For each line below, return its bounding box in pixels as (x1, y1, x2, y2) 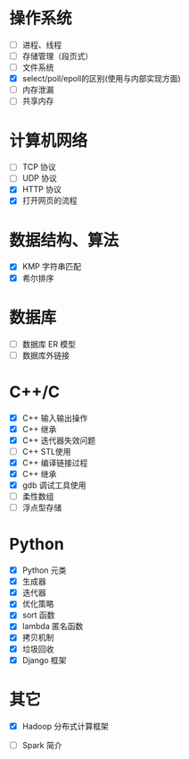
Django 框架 (21, 654, 67, 665)
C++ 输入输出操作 (21, 413, 88, 423)
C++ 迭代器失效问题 (21, 435, 96, 446)
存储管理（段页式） (21, 51, 94, 61)
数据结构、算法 (9, 230, 119, 251)
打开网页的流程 (21, 195, 78, 206)
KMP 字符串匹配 (21, 261, 82, 272)
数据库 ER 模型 (21, 338, 77, 349)
